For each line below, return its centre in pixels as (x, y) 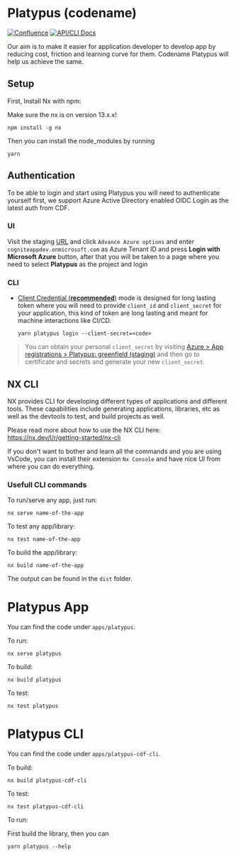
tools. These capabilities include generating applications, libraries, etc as (114, 409)
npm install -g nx (34, 128)
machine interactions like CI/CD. (64, 321)
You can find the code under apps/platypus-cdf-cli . (84, 754)
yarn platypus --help (39, 847)
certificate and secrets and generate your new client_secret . (115, 362)
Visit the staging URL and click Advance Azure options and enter (101, 241)
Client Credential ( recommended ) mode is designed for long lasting (117, 298)
